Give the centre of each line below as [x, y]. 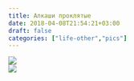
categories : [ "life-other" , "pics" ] [68, 38]
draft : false [30, 30]
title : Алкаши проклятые [50, 16]
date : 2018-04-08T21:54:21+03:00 [64, 23]
